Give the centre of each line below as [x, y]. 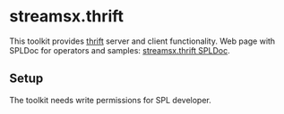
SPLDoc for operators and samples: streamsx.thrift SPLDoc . [120, 50]
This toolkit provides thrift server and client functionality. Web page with [142, 41]
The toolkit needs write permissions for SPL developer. [111, 100]
